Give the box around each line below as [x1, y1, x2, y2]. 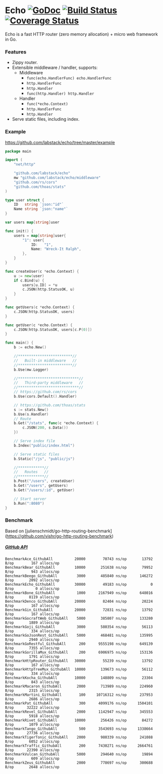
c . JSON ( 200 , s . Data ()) [22, 425, 68, 430]
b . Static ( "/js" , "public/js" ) [14, 456, 75, 461]
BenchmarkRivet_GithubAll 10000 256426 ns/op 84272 [5, 718, 153, 723]
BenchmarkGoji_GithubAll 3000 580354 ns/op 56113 [5, 624, 153, 629]
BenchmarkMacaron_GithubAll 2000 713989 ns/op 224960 [5, 684, 153, 689]
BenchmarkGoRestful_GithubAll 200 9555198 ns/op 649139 [5, 641, 153, 646]
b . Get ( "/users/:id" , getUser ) [14, 488, 75, 493]
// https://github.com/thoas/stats [14, 403, 86, 408]
